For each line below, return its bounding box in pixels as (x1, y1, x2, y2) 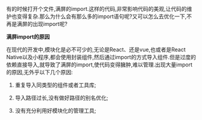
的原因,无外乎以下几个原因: (6, 69, 74, 75)
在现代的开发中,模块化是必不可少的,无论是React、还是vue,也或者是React (6, 46, 186, 53)
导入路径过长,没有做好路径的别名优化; (14, 94, 109, 101)
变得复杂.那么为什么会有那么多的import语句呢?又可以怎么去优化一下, (16, 13, 187, 20)
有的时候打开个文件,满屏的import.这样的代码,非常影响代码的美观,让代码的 (6, 5, 187, 12)
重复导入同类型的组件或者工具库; (14, 81, 96, 89)
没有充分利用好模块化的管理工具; (14, 107, 96, 114)
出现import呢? (32, 21, 68, 27)
